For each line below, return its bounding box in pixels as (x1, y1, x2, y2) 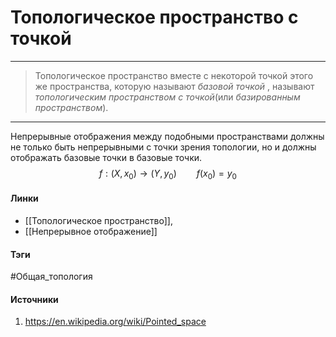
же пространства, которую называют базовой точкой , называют (34, 80, 315, 92)
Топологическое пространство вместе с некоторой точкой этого (34, 69, 314, 81)
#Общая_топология (10, 271, 93, 283)
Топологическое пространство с (10, 6, 299, 29)
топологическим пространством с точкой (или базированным (34, 91, 301, 103)
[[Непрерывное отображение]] (24, 225, 158, 237)
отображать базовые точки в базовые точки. (10, 151, 203, 163)
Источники (10, 293, 59, 305)
